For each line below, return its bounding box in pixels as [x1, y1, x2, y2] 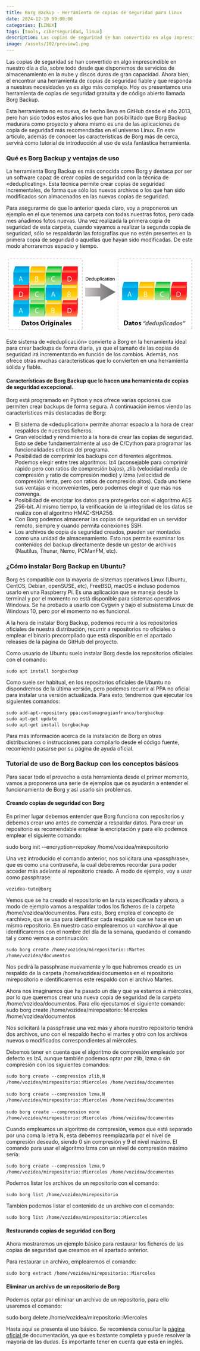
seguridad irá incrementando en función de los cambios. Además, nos [6, 351, 179, 357]
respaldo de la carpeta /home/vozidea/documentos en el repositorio [6, 970, 174, 976]
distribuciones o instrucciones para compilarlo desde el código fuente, [6, 739, 180, 746]
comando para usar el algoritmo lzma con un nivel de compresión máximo [6, 1144, 188, 1151]
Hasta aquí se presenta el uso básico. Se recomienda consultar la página [6, 1325, 185, 1333]
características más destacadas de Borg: [6, 409, 107, 416]
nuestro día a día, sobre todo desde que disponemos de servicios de [6, 64, 174, 71]
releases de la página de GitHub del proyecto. [6, 638, 118, 645]
